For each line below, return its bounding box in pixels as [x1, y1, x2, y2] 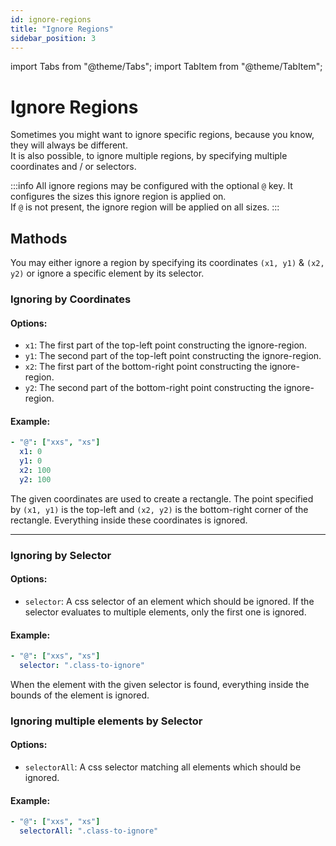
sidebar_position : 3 [10, 33, 97, 43]
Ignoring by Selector [10, 548, 112, 562]
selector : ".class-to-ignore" [19, 661, 145, 671]
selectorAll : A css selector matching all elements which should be [24, 761, 302, 773]
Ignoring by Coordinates [10, 292, 132, 306]
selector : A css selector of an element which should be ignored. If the [24, 595, 315, 607]
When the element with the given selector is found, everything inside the [10, 678, 310, 690]
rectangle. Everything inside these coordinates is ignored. [10, 514, 248, 526]
